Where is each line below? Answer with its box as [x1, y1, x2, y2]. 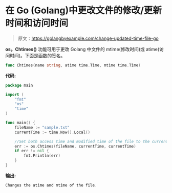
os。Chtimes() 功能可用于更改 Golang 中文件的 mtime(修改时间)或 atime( [5, 46, 160, 52]
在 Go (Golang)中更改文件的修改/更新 [5, 5, 162, 16]
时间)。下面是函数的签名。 [9, 52, 66, 59]
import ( [5, 92, 24, 97]
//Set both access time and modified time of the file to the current [14, 139, 168, 144]
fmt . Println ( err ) [24, 153, 60, 158]
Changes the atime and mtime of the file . [5, 182, 97, 188]
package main [5, 83, 33, 88]
